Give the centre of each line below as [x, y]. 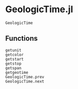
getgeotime [17, 72]
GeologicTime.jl [39, 9]
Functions [22, 38]
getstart [15, 59]
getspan [14, 68]
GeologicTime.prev [25, 77]
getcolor [15, 54]
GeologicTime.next [25, 81]
